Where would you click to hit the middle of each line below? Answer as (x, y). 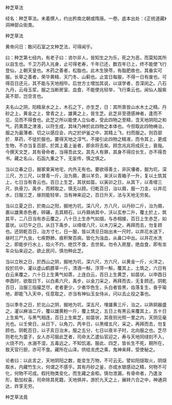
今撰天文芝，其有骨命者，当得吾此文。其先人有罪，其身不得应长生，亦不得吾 (86, 152)
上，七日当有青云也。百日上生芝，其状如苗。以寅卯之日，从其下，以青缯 (81, 182)
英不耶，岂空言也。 (26, 96)
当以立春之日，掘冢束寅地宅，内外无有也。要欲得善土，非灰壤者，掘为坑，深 (86, 169)
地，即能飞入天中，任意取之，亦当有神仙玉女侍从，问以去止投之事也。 (79, 294)
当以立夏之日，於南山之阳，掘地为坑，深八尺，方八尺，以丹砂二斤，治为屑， (86, 206)
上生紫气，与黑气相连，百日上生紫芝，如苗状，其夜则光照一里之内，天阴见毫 (86, 317)
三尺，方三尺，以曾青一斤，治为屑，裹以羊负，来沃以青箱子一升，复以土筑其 (86, 176)
